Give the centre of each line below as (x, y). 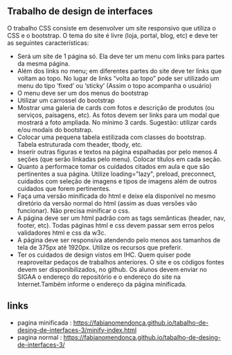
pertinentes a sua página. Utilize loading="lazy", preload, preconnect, (116, 174)
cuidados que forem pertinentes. (64, 188)
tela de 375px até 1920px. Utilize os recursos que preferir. (100, 247)
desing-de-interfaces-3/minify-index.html (77, 330)
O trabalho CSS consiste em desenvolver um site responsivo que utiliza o (111, 28)
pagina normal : (39, 337)
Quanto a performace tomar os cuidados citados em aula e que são (113, 166)
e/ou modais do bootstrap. (55, 129)
